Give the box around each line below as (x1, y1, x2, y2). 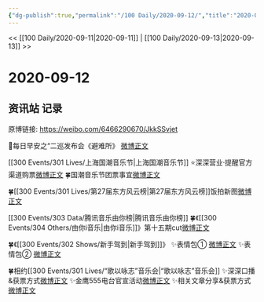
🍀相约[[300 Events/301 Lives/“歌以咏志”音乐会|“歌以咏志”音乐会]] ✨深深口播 (8, 266, 255, 275)
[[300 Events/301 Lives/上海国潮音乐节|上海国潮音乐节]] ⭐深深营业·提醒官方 (8, 158, 253, 167)
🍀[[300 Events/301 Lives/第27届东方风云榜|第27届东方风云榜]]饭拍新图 (8, 186, 238, 196)
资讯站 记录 (8, 102, 63, 115)
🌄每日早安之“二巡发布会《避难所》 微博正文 (8, 140, 149, 150)
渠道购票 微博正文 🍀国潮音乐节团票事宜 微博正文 (8, 169, 161, 179)
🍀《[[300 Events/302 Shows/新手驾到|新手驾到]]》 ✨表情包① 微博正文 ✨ (8, 239, 244, 249)
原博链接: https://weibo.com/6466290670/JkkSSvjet (8, 124, 178, 133)
